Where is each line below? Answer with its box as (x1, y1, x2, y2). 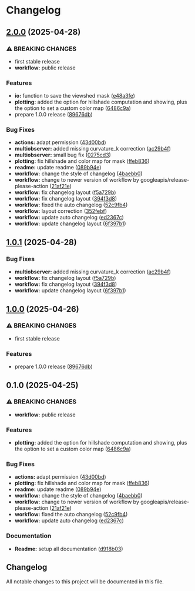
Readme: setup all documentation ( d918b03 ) (14, 545, 123, 552)
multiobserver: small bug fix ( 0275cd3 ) (14, 151, 112, 159)
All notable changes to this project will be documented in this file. (6, 577, 164, 585)
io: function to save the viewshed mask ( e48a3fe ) (14, 92, 135, 99)
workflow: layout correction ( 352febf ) (14, 208, 107, 215)
